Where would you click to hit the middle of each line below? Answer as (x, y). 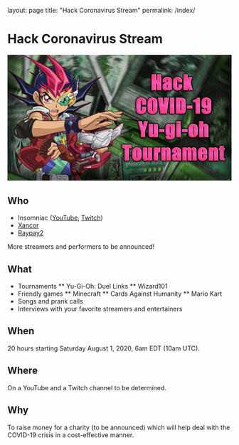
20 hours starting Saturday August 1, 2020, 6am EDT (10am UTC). (104, 348)
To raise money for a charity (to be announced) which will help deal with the (119, 427)
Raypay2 (31, 233)
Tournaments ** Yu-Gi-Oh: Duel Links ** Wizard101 (92, 286)
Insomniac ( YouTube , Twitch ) (60, 218)
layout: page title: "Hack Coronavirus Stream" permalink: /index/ (101, 10)
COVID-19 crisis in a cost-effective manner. (71, 435)
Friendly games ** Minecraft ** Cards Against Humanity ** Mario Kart (120, 294)
